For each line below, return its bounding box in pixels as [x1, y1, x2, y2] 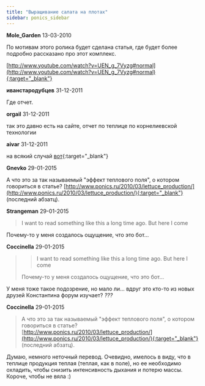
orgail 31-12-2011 [6, 110, 50, 117]
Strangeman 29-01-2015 [6, 207, 69, 215]
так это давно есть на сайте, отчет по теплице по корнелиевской [6, 122, 177, 129]
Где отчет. [6, 98, 34, 106]
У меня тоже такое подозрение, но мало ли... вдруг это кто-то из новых [6, 285, 195, 292]
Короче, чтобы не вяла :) [6, 373, 72, 380]
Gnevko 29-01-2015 [6, 164, 57, 171]
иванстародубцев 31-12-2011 [6, 86, 83, 94]
